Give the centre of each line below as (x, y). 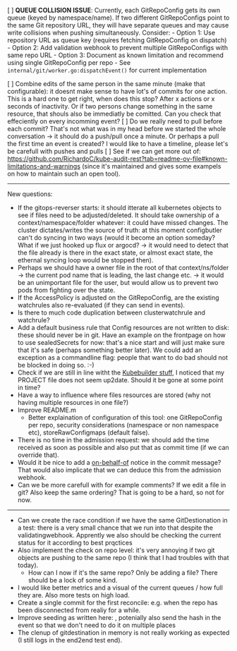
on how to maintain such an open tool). (64, 174)
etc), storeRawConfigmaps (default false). (89, 432)
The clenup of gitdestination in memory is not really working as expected (123, 633)
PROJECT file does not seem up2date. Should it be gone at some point (120, 380)
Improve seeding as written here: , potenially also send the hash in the (119, 617)
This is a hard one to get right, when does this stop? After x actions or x (111, 99)
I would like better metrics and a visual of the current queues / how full (120, 588)
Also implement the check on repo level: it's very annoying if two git (116, 550)
